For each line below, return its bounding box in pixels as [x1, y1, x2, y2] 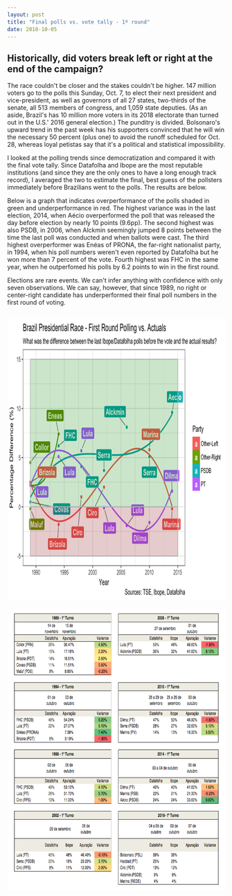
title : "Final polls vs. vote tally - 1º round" [7, 18, 150, 26]
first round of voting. [7, 298, 66, 307]
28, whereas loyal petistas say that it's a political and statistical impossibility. [7, 141, 226, 149]
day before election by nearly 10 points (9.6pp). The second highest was [7, 219, 214, 227]
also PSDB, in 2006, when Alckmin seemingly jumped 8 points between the [7, 226, 222, 235]
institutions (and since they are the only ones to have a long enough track [7, 168, 217, 177]
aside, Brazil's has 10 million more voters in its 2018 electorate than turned [7, 111, 219, 119]
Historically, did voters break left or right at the [7, 52, 213, 64]
